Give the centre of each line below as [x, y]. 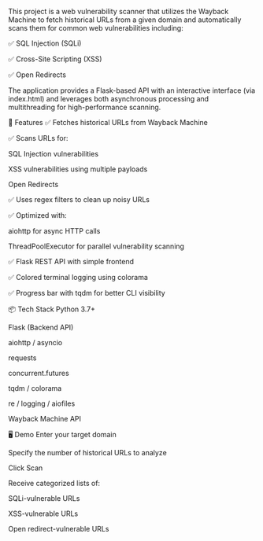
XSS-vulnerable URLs [43, 513]
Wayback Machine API [44, 419]
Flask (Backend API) [41, 327]
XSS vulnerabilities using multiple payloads [78, 169]
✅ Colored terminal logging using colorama [78, 277]
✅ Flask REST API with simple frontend [71, 261]
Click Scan [26, 468]
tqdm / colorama [35, 388]
